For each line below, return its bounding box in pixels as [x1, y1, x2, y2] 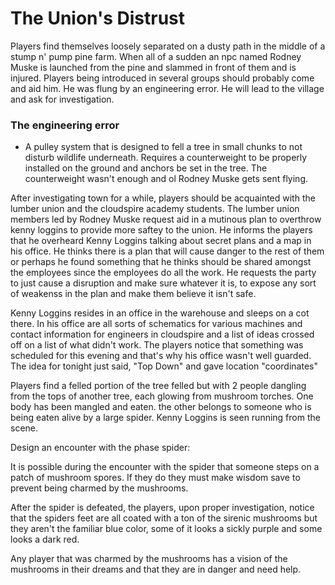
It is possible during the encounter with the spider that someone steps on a [10, 461, 320, 473]
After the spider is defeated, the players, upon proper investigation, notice [10, 502, 315, 514]
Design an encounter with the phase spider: [10, 442, 191, 454]
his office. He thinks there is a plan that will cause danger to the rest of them [10, 245, 325, 257]
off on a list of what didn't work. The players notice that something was [10, 339, 304, 351]
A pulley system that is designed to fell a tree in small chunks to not [24, 141, 303, 153]
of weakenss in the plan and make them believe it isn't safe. [10, 288, 257, 300]
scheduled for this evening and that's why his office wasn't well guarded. [10, 350, 312, 362]
